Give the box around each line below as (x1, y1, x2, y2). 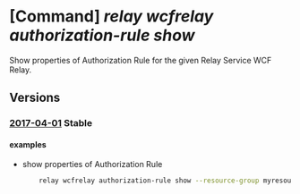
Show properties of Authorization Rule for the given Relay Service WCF (9, 55, 272, 65)
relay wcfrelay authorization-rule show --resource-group (39, 176, 260, 185)
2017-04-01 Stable (9, 117, 93, 130)
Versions (9, 90, 61, 105)
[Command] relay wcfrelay (9, 6, 214, 27)
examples (9, 139, 47, 149)
